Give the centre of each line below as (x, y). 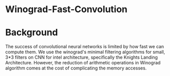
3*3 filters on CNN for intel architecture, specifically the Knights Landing (81, 57)
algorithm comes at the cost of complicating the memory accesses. (76, 68)
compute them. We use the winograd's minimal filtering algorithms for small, (85, 52)
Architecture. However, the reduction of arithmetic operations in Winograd (83, 63)
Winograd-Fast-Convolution (66, 9)
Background (32, 33)
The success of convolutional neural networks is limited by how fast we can (85, 47)
